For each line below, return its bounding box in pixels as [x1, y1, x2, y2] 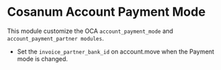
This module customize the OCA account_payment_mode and [7, 27, 173, 35]
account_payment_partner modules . [7, 34, 104, 42]
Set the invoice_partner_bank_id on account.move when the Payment [16, 47, 214, 56]
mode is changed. [16, 54, 68, 62]
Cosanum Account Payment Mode [7, 4, 206, 20]
